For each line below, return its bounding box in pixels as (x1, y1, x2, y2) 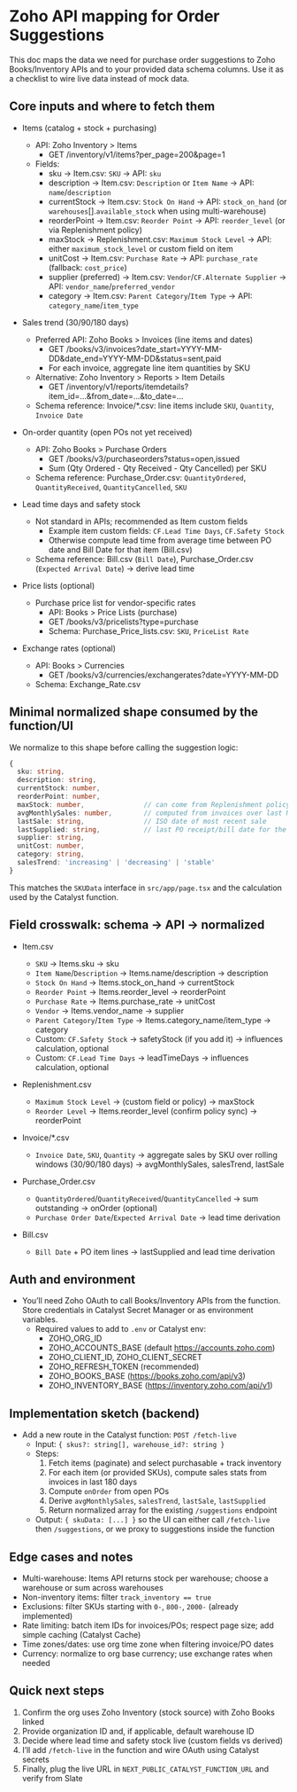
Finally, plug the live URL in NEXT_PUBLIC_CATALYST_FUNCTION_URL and (21, 1763, 270, 1774)
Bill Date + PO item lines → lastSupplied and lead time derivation (34, 1246, 276, 1256)
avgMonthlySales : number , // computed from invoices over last (17, 809, 283, 818)
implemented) (21, 1611, 73, 1622)
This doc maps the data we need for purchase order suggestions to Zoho (9, 54, 276, 65)
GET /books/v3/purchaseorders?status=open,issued (48, 453, 240, 464)
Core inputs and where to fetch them (9, 99, 215, 114)
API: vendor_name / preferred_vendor (48, 281, 176, 292)
